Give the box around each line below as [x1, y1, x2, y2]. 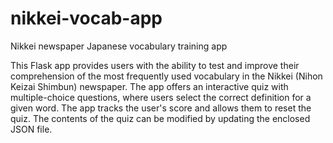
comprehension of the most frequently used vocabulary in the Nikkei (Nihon [10, 70, 323, 82]
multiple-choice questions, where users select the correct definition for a [10, 91, 312, 103]
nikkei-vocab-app [10, 7, 163, 30]
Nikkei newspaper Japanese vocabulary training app [10, 40, 228, 52]
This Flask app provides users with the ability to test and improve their [10, 59, 300, 71]
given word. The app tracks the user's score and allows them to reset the [10, 102, 312, 114]
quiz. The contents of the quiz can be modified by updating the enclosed [10, 112, 311, 124]
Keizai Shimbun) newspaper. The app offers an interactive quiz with [10, 80, 289, 92]
